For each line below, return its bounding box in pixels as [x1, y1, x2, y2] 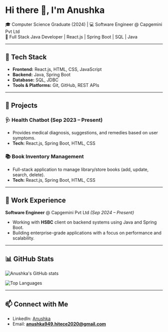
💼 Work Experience [5, 196, 66, 205]
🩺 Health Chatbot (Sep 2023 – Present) [5, 117, 103, 124]
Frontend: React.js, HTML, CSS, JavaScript [12, 66, 102, 72]
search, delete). [12, 172, 45, 178]
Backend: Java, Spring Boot [12, 71, 71, 77]
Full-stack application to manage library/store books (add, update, [12, 166, 149, 172]
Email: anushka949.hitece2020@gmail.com [12, 321, 106, 327]
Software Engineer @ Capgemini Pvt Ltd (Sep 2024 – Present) [5, 209, 134, 215]
